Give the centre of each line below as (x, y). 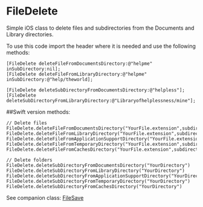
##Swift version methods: (38, 112)
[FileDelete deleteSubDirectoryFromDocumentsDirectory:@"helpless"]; (96, 90)
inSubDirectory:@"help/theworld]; (50, 79)
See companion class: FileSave (45, 197)
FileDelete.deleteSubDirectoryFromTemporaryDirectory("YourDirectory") (98, 181)
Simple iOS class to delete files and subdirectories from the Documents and (100, 28)
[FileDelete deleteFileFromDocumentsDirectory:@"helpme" (79, 64)
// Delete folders (29, 160)
